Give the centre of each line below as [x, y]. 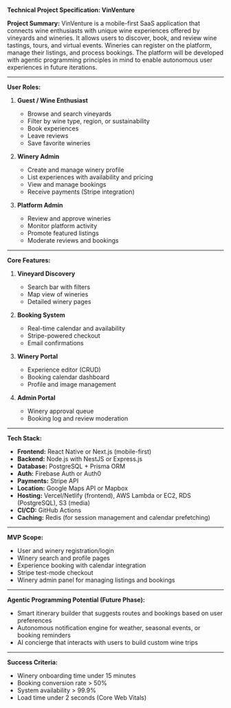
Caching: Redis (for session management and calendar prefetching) [114, 517]
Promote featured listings [63, 233]
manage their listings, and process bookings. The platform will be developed [115, 52]
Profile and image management [72, 384]
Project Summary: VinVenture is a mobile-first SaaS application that [104, 23]
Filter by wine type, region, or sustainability [88, 121]
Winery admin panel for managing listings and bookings [96, 580]
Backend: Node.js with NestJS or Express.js [80, 459]
